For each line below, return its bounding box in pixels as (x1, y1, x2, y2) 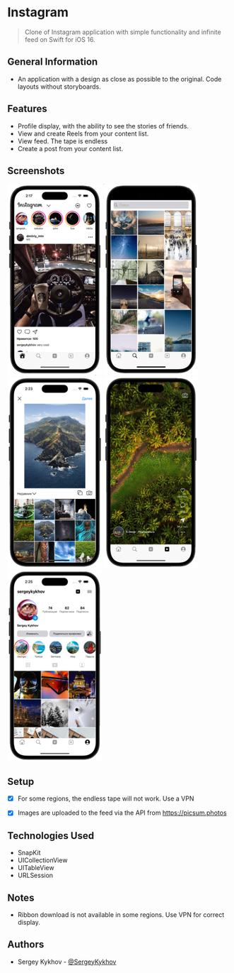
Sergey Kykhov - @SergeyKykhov (17, 957, 117, 966)
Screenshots (7, 165, 65, 177)
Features (7, 103, 47, 115)
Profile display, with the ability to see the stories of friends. (17, 121, 189, 130)
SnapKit (17, 849, 41, 857)
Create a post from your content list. (17, 144, 124, 153)
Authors (7, 938, 45, 951)
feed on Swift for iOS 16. (24, 35, 95, 43)
